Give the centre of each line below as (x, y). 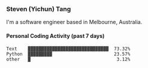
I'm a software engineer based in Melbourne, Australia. (74, 22)
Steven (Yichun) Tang (39, 9)
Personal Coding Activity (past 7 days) (56, 36)
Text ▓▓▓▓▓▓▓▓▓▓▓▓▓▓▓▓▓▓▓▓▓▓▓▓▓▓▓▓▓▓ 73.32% (68, 49)
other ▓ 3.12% (68, 59)
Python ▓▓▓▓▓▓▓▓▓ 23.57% (68, 54)
